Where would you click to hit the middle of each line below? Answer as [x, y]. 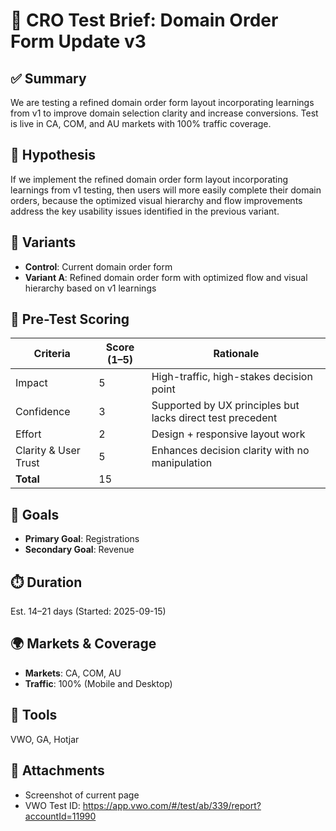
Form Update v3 [78, 41]
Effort [28, 434]
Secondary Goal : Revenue [79, 550]
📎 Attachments [57, 770]
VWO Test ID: [52, 805]
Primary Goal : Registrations [82, 539]
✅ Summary [48, 78]
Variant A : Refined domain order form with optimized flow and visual [166, 277]
